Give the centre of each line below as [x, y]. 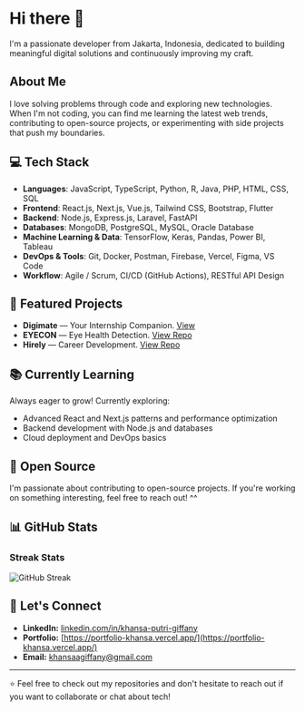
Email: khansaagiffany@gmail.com [87, 657]
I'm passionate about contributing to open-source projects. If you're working [152, 488]
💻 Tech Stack [49, 162]
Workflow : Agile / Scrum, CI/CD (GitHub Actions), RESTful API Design [153, 275]
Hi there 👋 [47, 19]
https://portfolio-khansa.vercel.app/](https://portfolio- [164, 638]
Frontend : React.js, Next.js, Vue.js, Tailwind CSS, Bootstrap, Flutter [148, 208]
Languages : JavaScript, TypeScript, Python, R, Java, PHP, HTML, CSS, [155, 189]
